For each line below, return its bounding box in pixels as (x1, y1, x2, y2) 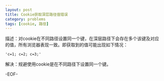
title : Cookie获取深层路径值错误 (5, 12, 68, 17)
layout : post (5, 7, 32, 12)
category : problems (5, 16, 46, 21)
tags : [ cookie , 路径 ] (5, 21, 49, 26)
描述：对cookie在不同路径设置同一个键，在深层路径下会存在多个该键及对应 (5, 35, 159, 41)
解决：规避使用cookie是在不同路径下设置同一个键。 (5, 61, 111, 67)
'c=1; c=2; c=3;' (5, 52, 41, 57)
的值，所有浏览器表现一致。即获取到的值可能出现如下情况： (5, 42, 128, 48)
